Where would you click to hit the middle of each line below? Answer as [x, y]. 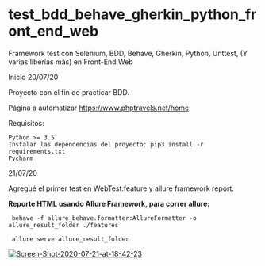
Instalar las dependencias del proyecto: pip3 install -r [106, 144]
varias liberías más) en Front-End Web [71, 62]
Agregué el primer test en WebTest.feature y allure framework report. [121, 188]
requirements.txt [37, 151]
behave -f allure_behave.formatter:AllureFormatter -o [104, 218]
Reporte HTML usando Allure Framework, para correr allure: [109, 203]
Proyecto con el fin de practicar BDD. [69, 92]
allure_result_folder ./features [63, 225]
